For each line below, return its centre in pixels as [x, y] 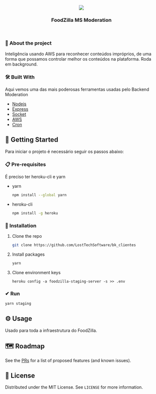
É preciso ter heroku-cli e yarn [35, 177]
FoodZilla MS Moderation [81, 20]
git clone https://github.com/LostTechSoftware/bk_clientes [74, 245]
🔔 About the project [28, 43]
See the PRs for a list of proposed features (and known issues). [68, 360]
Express [20, 109]
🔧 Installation [21, 226]
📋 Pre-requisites [25, 164]
